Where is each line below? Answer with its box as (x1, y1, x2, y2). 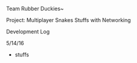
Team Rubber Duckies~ (6, 5, 64, 12)
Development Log (6, 28, 50, 35)
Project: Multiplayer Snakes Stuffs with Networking (6, 17, 131, 23)
